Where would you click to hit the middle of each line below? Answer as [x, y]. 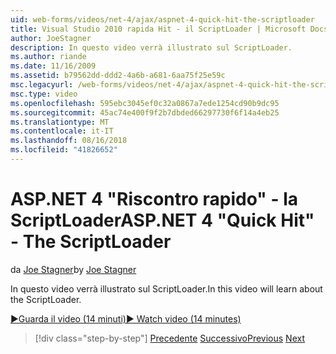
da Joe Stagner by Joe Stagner [73, 269]
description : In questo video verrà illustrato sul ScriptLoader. [151, 47]
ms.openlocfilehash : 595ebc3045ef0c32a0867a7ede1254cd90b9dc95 [145, 103]
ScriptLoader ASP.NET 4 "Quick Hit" [162, 220]
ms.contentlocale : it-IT [62, 131]
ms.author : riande [48, 57]
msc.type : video [44, 94]
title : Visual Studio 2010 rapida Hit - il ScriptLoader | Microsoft [158, 29]
